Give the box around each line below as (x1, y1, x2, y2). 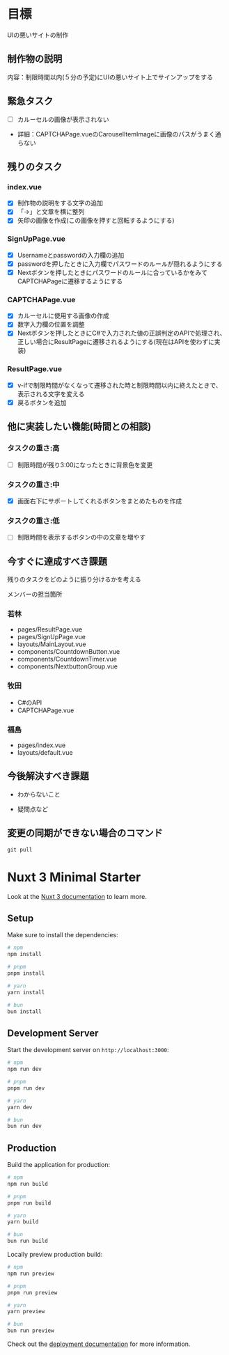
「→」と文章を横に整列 (17, 207, 85, 216)
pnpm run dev (7, 1084, 45, 1092)
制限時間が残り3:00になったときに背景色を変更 (17, 460, 153, 469)
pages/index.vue (17, 741, 66, 749)
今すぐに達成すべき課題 (7, 555, 108, 567)
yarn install (7, 989, 45, 996)
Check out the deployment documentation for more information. (7, 1340, 191, 1348)
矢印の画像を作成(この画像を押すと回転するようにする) (17, 217, 175, 225)
